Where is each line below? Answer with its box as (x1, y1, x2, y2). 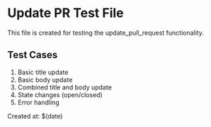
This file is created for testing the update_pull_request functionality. (7, 28, 204, 37)
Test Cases (7, 49, 58, 61)
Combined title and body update (17, 83, 112, 92)
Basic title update (17, 67, 69, 76)
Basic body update (17, 75, 73, 84)
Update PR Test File (7, 5, 124, 21)
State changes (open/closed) (17, 90, 103, 99)
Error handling (17, 98, 59, 106)
